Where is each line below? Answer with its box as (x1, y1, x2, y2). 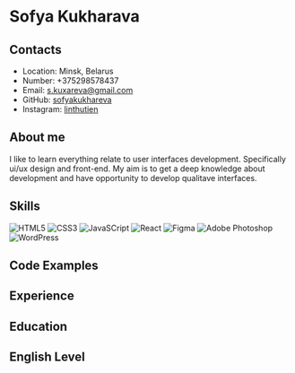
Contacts (9, 42, 63, 57)
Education (9, 318, 68, 334)
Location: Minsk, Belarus (22, 65, 114, 76)
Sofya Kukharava (9, 6, 141, 27)
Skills (9, 199, 40, 214)
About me (9, 130, 65, 145)
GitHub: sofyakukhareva (22, 94, 112, 105)
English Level (9, 350, 85, 365)
